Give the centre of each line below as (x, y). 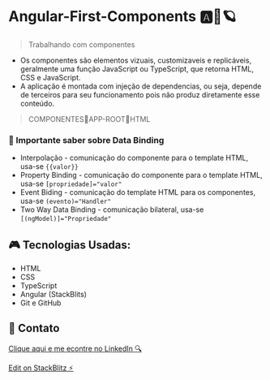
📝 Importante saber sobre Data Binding (86, 140)
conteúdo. (37, 103)
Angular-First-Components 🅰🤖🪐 (122, 17)
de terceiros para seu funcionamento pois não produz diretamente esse (140, 94)
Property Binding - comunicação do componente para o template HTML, (141, 175)
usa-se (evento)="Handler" (66, 201)
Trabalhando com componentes (81, 44)
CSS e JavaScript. (50, 77)
